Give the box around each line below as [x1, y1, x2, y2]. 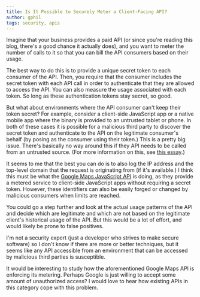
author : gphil [6, 14, 42, 20]
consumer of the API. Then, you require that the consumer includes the [6, 73, 181, 81]
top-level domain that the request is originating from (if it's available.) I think [6, 166, 193, 174]
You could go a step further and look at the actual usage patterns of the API [6, 204, 193, 211]
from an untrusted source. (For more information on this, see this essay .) [6, 148, 185, 156]
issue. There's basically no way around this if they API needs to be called [6, 142, 187, 150]
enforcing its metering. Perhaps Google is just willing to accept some [6, 271, 176, 278]
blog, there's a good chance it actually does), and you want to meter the [6, 43, 184, 50]
